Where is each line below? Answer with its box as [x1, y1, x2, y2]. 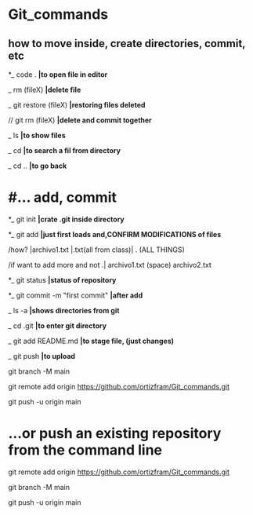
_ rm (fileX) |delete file [8, 85, 81, 94]
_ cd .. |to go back [8, 161, 67, 170]
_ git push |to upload [8, 351, 76, 360]
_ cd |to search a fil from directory [8, 146, 121, 155]
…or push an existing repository [8, 425, 222, 443]
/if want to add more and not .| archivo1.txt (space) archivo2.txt [8, 260, 211, 269]
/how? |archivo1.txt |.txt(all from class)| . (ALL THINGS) [8, 245, 186, 254]
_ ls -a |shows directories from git [8, 305, 120, 315]
